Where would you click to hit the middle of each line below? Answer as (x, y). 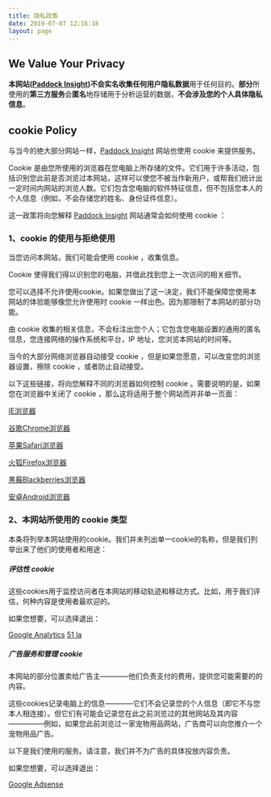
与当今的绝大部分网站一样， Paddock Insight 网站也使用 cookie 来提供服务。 (134, 151)
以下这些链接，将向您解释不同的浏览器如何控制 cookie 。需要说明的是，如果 (134, 384)
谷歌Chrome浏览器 (40, 428)
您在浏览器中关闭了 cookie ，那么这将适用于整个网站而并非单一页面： (124, 394)
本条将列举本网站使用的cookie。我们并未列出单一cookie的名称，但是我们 (130, 539)
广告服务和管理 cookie (46, 654)
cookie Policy (43, 130)
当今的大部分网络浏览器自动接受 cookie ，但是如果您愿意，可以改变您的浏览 (134, 356)
